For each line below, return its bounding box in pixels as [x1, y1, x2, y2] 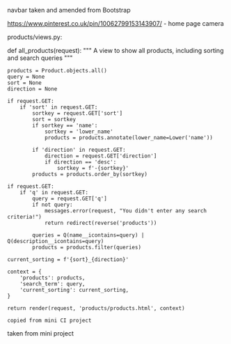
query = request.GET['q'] [32, 195, 108, 202]
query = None [7, 73, 45, 80]
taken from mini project [7, 329, 74, 337]
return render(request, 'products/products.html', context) [7, 305, 186, 312]
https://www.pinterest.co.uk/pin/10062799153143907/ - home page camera [7, 19, 224, 27]
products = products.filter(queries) [32, 244, 141, 251]
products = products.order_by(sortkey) [32, 171, 148, 178]
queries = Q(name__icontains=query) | [32, 232, 145, 239]
